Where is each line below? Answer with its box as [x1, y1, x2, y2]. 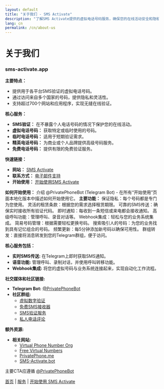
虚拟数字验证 [19, 297, 45, 303]
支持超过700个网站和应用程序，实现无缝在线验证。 [12, 100, 115, 106]
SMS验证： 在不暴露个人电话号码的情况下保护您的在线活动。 [12, 121, 135, 127]
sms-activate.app [5, 66, 48, 73]
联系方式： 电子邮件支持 [12, 173, 61, 179]
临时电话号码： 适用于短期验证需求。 [12, 133, 86, 139]
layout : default [5, 7, 38, 12]
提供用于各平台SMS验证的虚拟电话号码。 [12, 88, 95, 94]
